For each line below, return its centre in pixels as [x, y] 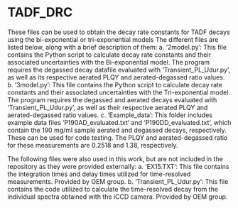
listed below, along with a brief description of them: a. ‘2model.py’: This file [117, 47]
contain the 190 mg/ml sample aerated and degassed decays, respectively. [117, 130]
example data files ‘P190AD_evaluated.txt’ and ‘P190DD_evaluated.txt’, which [119, 122]
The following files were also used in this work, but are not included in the [115, 159]
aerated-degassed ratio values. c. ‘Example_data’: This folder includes [110, 115]
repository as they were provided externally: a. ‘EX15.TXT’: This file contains [118, 166]
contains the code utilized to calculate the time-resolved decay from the [113, 189]
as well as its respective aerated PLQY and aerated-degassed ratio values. [116, 77]
